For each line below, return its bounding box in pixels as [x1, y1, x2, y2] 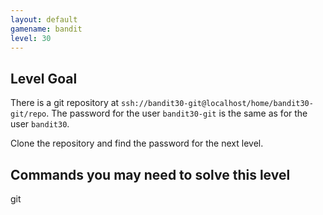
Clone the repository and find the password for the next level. [10, 137, 264, 150]
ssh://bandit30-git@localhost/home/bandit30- [121, 99, 314, 109]
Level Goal [10, 70, 78, 87]
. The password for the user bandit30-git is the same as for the [46, 107, 308, 120]
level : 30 [10, 33, 52, 43]
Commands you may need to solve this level [10, 166, 291, 183]
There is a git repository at [10, 97, 120, 109]
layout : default [10, 14, 78, 25]
